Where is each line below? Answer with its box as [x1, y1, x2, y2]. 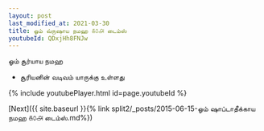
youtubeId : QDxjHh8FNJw [8, 34, 89, 43]
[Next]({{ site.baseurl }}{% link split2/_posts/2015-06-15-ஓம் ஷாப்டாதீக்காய [8, 104, 256, 113]
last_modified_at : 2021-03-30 [8, 19, 110, 27]
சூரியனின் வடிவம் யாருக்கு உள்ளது [19, 72, 125, 82]
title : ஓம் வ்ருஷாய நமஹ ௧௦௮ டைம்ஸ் [8, 27, 127, 35]
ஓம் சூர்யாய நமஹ [8, 56, 63, 66]
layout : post [8, 11, 52, 20]
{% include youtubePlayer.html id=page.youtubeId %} [8, 88, 188, 98]
